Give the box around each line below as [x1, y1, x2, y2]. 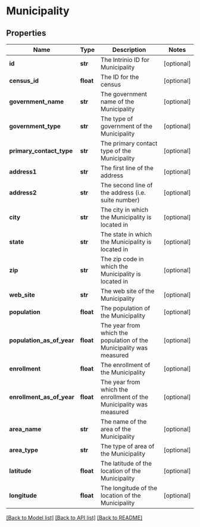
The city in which [100, 206, 149, 214]
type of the [100, 147, 132, 155]
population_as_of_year [9, 336, 74, 344]
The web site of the [100, 287, 155, 295]
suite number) [100, 196, 140, 204]
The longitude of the [100, 484, 158, 492]
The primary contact [100, 139, 158, 147]
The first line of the [100, 164, 154, 172]
